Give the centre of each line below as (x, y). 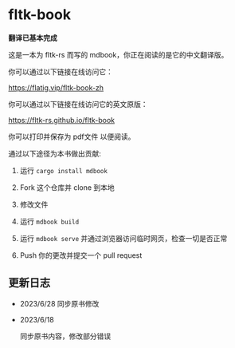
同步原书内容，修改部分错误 (65, 336)
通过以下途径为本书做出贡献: (55, 153)
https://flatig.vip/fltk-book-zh (56, 87)
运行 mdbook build (49, 221)
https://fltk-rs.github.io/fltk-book (62, 120)
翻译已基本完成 (33, 38)
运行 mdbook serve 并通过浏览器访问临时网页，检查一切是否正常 (123, 238)
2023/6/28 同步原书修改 (59, 303)
